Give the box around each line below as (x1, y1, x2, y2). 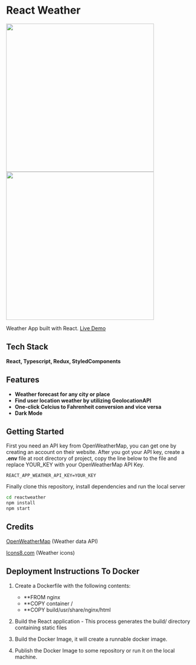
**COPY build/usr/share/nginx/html (23, 606, 111, 613)
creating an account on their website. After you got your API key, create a (6, 449, 185, 456)
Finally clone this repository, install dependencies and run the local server (6, 483, 186, 490)
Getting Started (6, 426, 64, 436)
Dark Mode (14, 410, 43, 417)
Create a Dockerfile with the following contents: (14, 582, 131, 589)
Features (6, 375, 40, 385)
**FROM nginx (23, 593, 61, 600)
